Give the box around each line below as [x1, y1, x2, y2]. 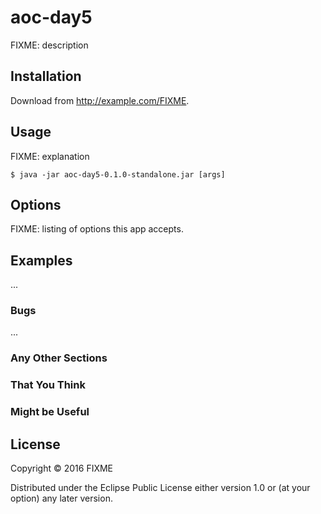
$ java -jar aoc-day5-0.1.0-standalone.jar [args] [10, 169, 226, 180]
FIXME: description [10, 39, 89, 51]
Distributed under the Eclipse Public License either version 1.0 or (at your [10, 482, 311, 494]
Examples [10, 252, 73, 269]
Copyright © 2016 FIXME [10, 462, 114, 475]
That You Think [10, 378, 86, 392]
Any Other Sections [10, 351, 108, 365]
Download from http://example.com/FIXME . [10, 94, 190, 106]
